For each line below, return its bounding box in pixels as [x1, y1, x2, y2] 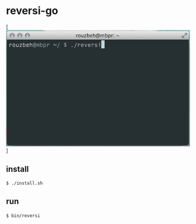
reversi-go [6, 4, 58, 18]
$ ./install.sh [6, 180, 43, 186]
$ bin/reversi [6, 212, 41, 219]
